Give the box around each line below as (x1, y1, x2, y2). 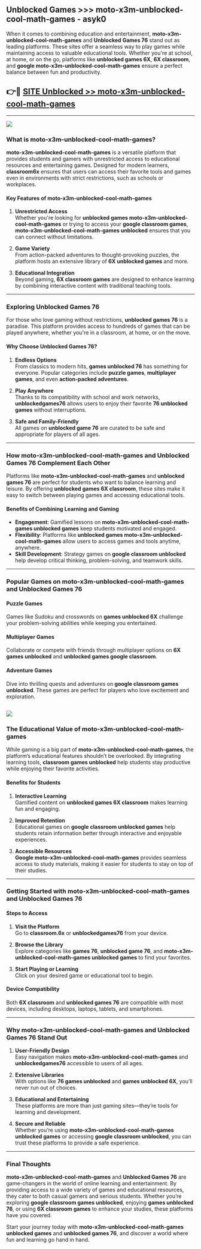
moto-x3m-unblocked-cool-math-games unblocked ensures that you (14, 227, 191, 234)
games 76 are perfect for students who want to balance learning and (6, 479, 176, 486)
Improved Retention (14, 817, 66, 824)
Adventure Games (6, 667, 53, 674)
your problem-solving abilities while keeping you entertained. (6, 620, 157, 627)
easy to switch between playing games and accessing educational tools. (6, 491, 185, 498)
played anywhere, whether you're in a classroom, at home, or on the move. (6, 329, 191, 336)
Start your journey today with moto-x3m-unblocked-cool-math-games (6, 1223, 184, 1230)
